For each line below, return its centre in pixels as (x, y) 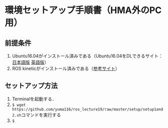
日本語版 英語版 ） (30, 62)
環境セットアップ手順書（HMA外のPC (83, 10)
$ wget (19, 105)
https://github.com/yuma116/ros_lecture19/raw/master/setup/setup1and (88, 109)
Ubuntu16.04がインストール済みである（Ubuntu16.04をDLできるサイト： (87, 56)
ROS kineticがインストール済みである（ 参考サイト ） (66, 69)
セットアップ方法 (31, 86)
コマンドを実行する (41, 115)
